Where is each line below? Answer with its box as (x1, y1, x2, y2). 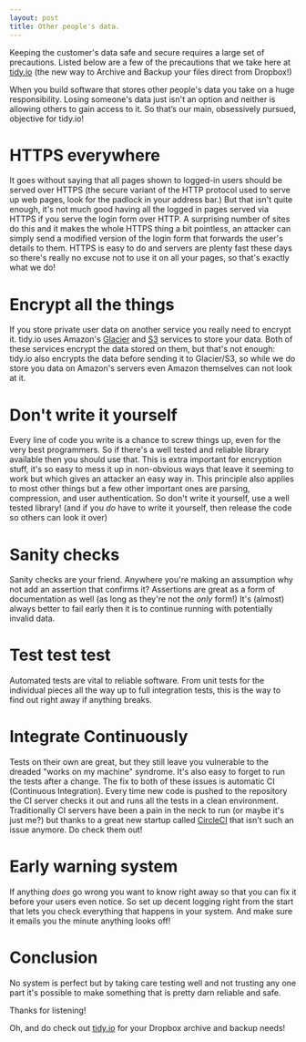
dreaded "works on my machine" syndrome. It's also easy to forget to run (9, 767, 285, 778)
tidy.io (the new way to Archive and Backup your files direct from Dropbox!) (9, 66, 293, 77)
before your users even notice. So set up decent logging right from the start (9, 896, 294, 907)
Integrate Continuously (9, 727, 189, 748)
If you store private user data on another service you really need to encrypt (9, 325, 291, 335)
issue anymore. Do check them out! (9, 824, 143, 835)
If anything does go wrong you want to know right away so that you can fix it (9, 886, 297, 898)
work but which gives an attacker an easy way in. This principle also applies (9, 473, 294, 484)
